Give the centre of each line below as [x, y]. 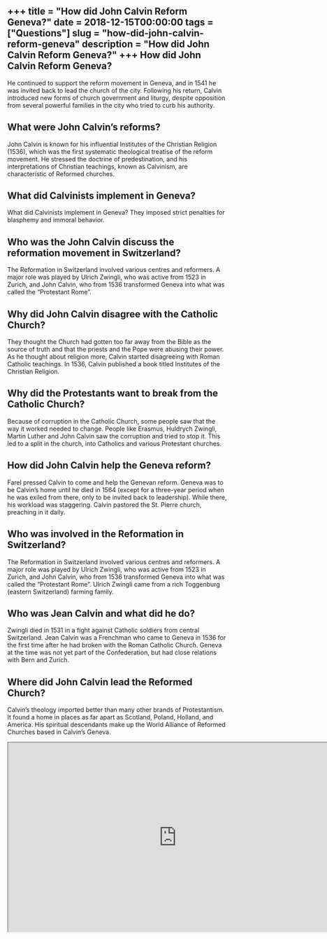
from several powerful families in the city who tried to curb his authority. [111, 105]
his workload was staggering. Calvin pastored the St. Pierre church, [104, 504]
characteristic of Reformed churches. [61, 173]
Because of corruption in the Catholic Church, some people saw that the [111, 421]
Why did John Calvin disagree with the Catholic [113, 314]
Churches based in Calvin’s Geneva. [59, 732]
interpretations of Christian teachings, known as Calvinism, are [97, 166]
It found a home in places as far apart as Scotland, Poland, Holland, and [110, 717]
